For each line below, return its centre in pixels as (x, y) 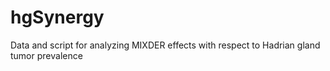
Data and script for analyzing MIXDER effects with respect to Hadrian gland (165, 45)
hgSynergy (57, 17)
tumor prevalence (46, 55)
